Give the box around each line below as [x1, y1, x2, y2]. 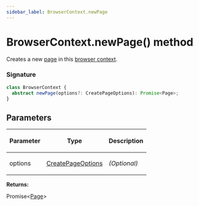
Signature [6, 71, 37, 79]
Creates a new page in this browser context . [6, 55, 118, 63]
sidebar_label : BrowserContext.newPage [6, 9, 108, 15]
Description [109, 137, 143, 145]
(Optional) [109, 159, 139, 168]
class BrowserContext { [6, 84, 67, 90]
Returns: [6, 181, 29, 188]
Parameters [6, 112, 52, 123]
